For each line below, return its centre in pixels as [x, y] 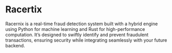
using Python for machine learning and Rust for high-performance [75, 29]
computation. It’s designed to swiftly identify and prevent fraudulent [77, 34]
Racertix [24, 10]
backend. [15, 45]
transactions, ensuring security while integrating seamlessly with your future [86, 40]
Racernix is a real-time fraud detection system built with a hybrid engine [82, 24]
